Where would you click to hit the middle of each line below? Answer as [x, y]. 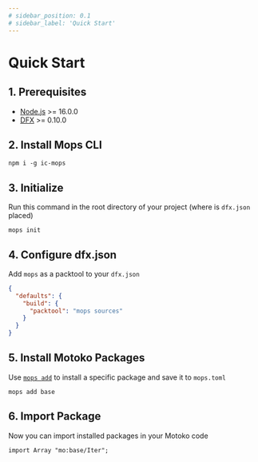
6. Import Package [55, 416]
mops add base [32, 392]
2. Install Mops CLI [55, 145]
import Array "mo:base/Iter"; [59, 450]
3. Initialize [36, 187]
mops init [25, 230]
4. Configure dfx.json [63, 255]
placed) [21, 216]
